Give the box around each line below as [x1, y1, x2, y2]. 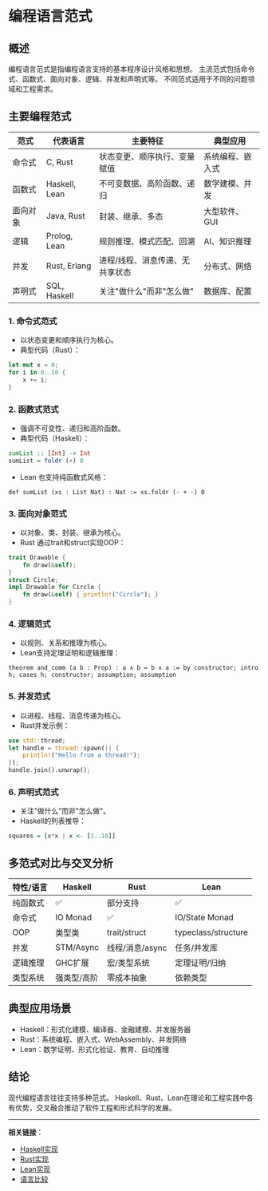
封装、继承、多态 [99, 211, 164, 222]
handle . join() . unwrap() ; [8, 766, 91, 774]
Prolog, [45, 230, 73, 241]
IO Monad [55, 912, 93, 923]
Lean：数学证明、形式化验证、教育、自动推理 [19, 1044, 170, 1054]
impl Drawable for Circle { [8, 584, 102, 592]
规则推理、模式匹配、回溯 [99, 235, 195, 247]
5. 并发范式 [8, 691, 51, 702]
